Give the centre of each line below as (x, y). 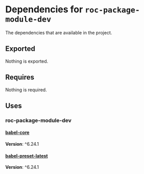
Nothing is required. (26, 90)
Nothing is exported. (27, 61)
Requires (20, 77)
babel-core (17, 132)
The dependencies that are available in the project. (59, 32)
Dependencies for (44, 9)
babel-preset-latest (27, 156)
